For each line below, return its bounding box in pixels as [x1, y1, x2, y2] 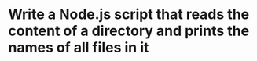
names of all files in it [8, 39, 149, 56]
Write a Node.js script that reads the [8, 5, 250, 23]
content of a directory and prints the [8, 22, 250, 40]
